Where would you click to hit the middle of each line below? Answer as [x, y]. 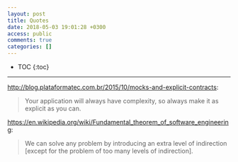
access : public [30, 34]
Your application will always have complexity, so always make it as [121, 101]
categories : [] [30, 47]
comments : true [30, 40]
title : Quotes [28, 21]
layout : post [27, 14]
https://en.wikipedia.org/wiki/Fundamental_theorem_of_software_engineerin [118, 122]
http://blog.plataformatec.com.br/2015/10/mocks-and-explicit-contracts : [113, 87]
